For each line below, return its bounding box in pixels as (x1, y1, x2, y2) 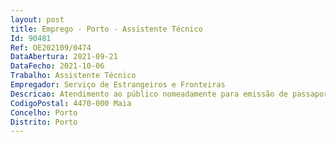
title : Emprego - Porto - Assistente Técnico (10, 24, 203, 34)
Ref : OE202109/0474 (10, 42, 92, 53)
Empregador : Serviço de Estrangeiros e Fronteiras (10, 80, 226, 90)
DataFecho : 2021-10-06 (10, 61, 105, 71)
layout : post (10, 14, 65, 25)
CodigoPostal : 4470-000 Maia (10, 98, 132, 108)
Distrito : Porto (10, 117, 78, 127)
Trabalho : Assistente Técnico (10, 71, 137, 81)
